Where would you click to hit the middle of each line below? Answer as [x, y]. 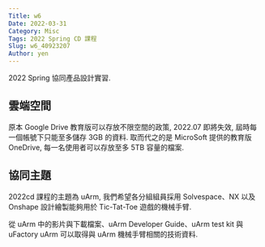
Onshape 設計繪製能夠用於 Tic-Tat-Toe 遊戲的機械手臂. [100, 206]
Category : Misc [34, 31]
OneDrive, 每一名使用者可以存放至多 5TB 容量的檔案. [96, 147]
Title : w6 [25, 16]
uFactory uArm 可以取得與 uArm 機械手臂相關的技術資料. [103, 234]
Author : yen [28, 54]
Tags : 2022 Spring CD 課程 [53, 39]
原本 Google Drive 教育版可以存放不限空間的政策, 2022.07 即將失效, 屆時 [129, 127]
